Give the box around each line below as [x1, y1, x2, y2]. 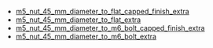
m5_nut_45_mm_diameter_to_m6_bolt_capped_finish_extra [15, 24, 205, 32]
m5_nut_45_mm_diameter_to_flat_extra [15, 15, 141, 24]
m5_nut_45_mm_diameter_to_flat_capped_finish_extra [15, 7, 190, 16]
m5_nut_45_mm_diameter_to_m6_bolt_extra [15, 31, 157, 41]
